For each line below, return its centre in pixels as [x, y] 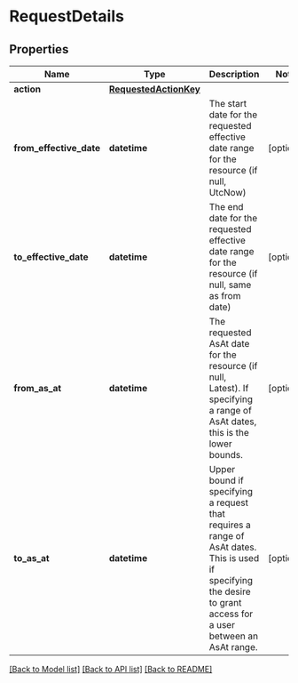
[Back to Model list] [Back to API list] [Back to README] [111, 669]
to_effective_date [51, 257]
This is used [234, 558]
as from [225, 296]
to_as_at [32, 558]
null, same [230, 285]
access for [231, 614]
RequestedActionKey [155, 89]
